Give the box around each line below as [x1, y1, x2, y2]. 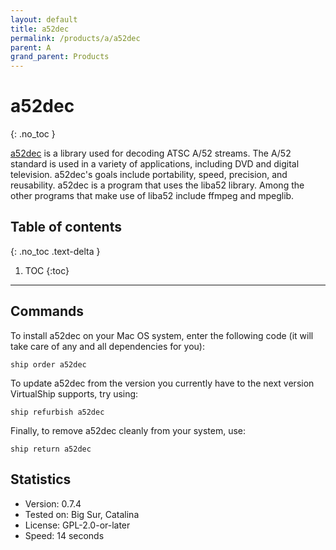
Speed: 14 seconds [24, 529, 105, 541]
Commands [10, 303, 85, 320]
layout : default [10, 14, 78, 25]
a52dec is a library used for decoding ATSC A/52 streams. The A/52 [10, 147, 292, 160]
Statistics [10, 471, 72, 488]
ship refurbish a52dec [10, 407, 105, 417]
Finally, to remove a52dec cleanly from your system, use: [10, 424, 247, 436]
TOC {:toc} [24, 264, 70, 276]
